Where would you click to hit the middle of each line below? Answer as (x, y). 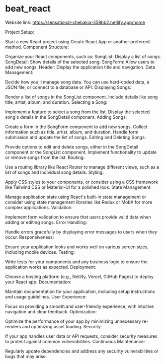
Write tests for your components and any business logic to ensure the (77, 262)
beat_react (28, 9)
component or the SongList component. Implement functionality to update (81, 152)
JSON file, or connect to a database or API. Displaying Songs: (68, 87)
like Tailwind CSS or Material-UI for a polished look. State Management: (78, 187)
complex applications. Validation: (39, 207)
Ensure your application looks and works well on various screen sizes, (77, 247)
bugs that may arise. (26, 356)
